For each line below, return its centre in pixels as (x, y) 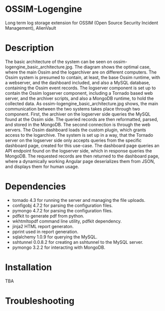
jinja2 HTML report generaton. (43, 226)
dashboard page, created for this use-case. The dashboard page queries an (82, 145)
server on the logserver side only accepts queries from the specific (73, 140)
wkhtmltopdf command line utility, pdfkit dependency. (67, 221)
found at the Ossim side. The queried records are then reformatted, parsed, (82, 119)
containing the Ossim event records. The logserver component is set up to (81, 88)
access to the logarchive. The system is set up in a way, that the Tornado (79, 135)
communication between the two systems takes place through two (73, 109)
